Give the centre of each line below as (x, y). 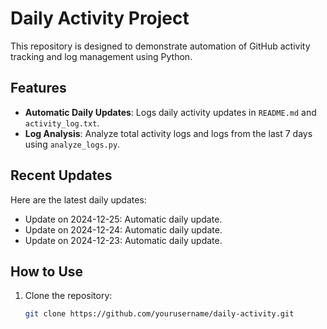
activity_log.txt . (62, 123)
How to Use (47, 271)
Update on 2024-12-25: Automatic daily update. (123, 219)
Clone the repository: (68, 296)
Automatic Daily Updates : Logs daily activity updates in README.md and (170, 112)
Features (38, 88)
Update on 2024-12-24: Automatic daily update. (123, 229)
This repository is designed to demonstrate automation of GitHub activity (160, 46)
